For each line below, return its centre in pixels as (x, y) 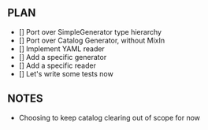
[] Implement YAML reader (62, 48)
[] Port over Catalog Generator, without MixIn (92, 40)
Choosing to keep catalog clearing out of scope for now (110, 117)
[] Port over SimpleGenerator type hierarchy (90, 32)
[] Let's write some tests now (66, 73)
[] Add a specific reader (57, 65)
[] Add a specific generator (63, 57)
